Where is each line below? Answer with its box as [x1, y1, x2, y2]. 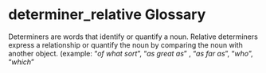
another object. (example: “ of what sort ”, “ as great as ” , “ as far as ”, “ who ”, [8, 48, 253, 58]
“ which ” [8, 57, 34, 67]
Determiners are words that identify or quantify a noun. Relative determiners [8, 32, 259, 41]
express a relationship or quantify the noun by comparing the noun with [8, 40, 243, 49]
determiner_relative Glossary [8, 6, 206, 24]
